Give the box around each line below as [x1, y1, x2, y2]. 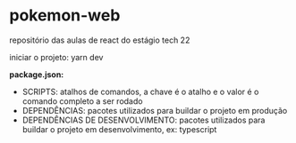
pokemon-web [9, 5, 121, 26]
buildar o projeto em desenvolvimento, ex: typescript [21, 123, 217, 134]
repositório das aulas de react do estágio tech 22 [9, 35, 190, 45]
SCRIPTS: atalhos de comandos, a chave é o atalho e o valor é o [21, 86, 259, 97]
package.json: [9, 68, 64, 80]
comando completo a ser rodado [21, 95, 143, 107]
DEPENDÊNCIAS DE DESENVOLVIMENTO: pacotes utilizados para [21, 115, 266, 125]
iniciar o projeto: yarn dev [9, 52, 104, 62]
